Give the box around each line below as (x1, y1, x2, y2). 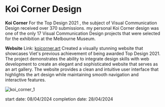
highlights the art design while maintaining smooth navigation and (5, 71, 139, 77)
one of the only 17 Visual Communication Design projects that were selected (5, 30, 161, 36)
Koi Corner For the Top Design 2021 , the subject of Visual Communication (5, 20, 157, 26)
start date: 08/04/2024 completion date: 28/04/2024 (5, 96, 114, 102)
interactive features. (5, 77, 46, 83)
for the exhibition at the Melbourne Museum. (5, 36, 96, 42)
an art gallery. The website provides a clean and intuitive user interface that (5, 66, 159, 72)
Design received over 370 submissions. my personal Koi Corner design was (5, 25, 159, 31)
